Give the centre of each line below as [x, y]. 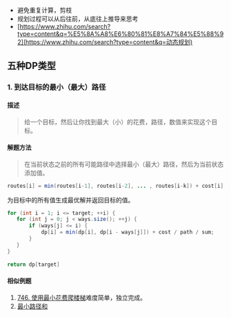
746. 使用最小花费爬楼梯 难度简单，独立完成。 [82, 297]
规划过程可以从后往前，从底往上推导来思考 [78, 19]
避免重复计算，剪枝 [44, 10]
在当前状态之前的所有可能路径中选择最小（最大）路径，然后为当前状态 [124, 164]
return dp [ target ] [33, 265]
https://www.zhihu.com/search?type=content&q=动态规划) [109, 42]
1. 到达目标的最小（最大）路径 [57, 87]
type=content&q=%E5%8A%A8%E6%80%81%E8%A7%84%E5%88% [119, 34]
